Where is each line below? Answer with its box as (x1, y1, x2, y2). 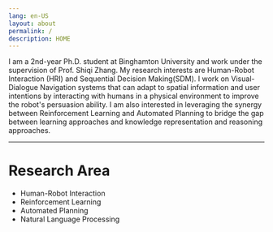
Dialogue (8, 83, 39, 92)
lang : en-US (8, 11, 49, 20)
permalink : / (8, 27, 53, 35)
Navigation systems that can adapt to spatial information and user (40, 83, 260, 92)
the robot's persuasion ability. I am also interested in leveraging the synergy (8, 100, 262, 110)
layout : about (8, 19, 57, 28)
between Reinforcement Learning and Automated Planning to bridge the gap (8, 109, 264, 118)
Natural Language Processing (19, 214, 120, 224)
